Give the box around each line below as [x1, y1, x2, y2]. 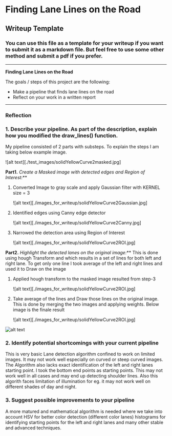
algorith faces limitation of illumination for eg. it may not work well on [5, 378, 151, 385]
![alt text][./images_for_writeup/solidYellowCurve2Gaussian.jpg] [12, 200, 147, 206]
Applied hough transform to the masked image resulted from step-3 [12, 276, 156, 282]
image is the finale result [12, 307, 65, 313]
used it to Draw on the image [5, 266, 67, 272]
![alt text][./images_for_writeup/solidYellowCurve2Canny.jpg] [12, 220, 142, 226]
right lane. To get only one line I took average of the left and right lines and [5, 260, 163, 267]
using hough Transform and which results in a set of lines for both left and [5, 255, 161, 261]
